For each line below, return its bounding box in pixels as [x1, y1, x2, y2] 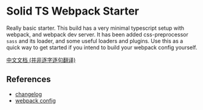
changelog [15, 90, 43, 98]
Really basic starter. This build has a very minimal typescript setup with [6, 24, 184, 32]
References [6, 74, 51, 84]
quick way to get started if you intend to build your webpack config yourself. [6, 44, 198, 51]
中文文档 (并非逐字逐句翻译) [6, 56, 76, 63]
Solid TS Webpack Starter [6, 4, 139, 18]
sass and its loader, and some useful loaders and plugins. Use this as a [6, 37, 184, 44]
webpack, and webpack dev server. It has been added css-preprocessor [6, 30, 188, 38]
